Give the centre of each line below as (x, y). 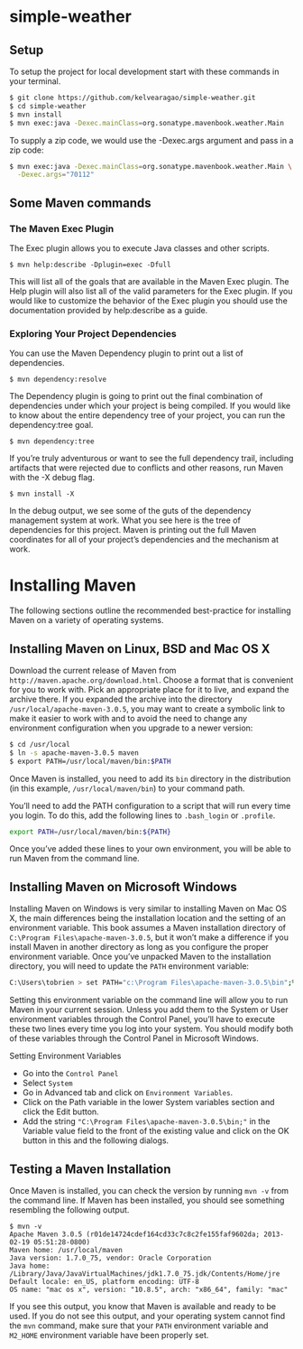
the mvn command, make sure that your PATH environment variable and (139, 1326)
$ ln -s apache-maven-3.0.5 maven (74, 753)
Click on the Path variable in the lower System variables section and (148, 1102)
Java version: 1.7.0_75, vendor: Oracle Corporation (110, 1258)
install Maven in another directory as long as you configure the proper (139, 947)
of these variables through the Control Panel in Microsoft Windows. (134, 1038)
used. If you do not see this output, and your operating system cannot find (147, 1316)
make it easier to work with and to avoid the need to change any (129, 718)
